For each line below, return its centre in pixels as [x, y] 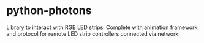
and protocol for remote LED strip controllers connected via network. [93, 33]
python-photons [49, 11]
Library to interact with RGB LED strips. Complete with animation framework [102, 27]
